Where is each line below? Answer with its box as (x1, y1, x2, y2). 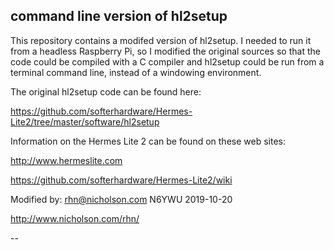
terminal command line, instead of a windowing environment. (10, 66, 262, 78)
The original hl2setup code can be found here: (10, 85, 202, 98)
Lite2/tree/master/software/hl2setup (10, 115, 160, 128)
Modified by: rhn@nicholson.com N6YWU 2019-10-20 (10, 193, 233, 205)
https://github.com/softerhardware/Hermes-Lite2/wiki (10, 174, 233, 186)
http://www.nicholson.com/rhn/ (10, 212, 140, 224)
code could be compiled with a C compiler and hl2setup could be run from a (10, 55, 325, 68)
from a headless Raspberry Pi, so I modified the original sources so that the (10, 45, 321, 57)
